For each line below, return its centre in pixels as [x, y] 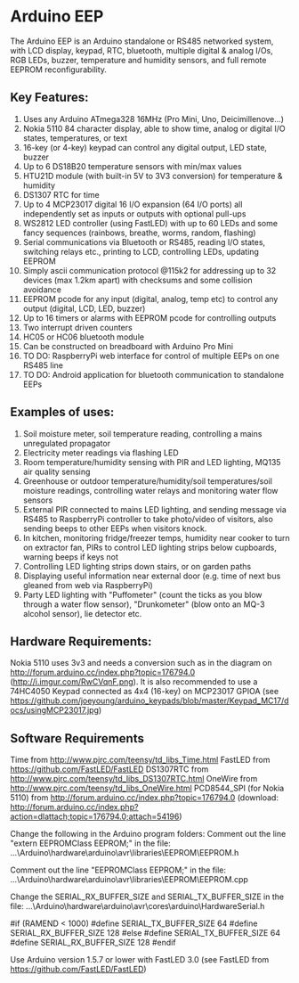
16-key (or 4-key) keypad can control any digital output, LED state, [145, 147]
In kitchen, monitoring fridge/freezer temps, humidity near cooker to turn [156, 537]
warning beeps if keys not [71, 557]
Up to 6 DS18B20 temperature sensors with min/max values [133, 166]
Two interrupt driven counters [77, 327]
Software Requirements [77, 738]
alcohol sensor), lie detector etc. [82, 613]
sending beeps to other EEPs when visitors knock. [115, 528]
